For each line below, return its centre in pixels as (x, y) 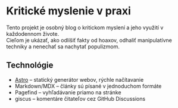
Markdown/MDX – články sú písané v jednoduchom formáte (88, 86)
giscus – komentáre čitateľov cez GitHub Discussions (80, 98)
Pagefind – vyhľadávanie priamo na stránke (68, 92)
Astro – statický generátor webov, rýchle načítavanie (79, 79)
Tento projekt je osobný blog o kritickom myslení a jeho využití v (85, 27)
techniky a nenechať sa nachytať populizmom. (63, 47)
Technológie (30, 65)
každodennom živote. (33, 33)
